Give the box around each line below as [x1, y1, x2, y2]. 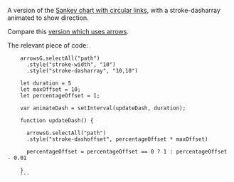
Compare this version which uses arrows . [7, 28, 129, 36]
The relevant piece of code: [7, 41, 89, 49]
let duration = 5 [20, 80, 72, 87]
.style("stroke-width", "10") [26, 61, 116, 68]
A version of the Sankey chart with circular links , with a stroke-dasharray [7, 6, 220, 14]
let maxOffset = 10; [20, 86, 81, 93]
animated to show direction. [7, 14, 89, 22]
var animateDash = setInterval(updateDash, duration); [20, 105, 186, 112]
